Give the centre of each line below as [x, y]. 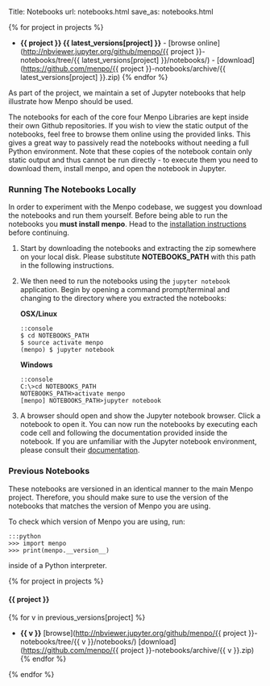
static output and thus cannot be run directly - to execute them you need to [133, 160]
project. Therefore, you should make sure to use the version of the [118, 497]
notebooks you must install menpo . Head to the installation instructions [128, 224]
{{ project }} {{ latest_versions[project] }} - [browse [108, 43]
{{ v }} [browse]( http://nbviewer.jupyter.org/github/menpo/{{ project [133, 633]
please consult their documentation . [80, 450]
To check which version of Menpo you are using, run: [97, 521]
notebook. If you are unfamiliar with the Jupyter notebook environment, [138, 441]
